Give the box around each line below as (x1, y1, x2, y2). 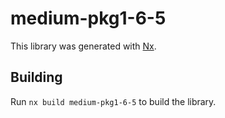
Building (10, 69, 63, 86)
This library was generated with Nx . (10, 40, 157, 52)
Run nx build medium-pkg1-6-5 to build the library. (10, 95, 217, 107)
